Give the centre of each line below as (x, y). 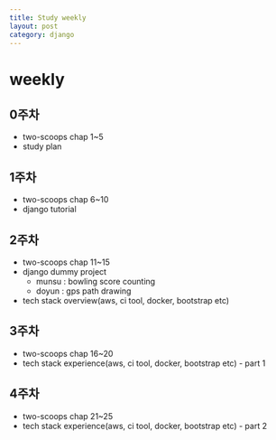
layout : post (34, 26)
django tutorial (49, 210)
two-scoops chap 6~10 (65, 200)
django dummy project (64, 271)
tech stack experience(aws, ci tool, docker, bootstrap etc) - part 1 (144, 363)
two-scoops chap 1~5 (63, 137)
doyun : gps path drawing (83, 291)
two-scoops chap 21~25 (68, 416)
